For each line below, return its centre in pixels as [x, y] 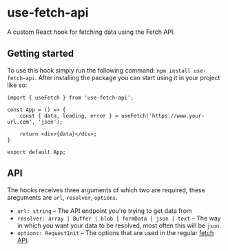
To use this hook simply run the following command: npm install [99, 70]
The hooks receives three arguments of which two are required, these [106, 190]
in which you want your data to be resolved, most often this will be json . [119, 225]
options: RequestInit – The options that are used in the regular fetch [115, 232]
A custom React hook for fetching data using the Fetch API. [91, 32]
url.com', [21, 122]
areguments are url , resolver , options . [63, 197]
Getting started [41, 54]
